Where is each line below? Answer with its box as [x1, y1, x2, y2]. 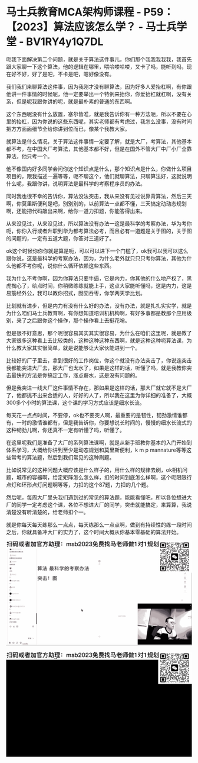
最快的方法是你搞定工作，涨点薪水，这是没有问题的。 [11, 371, 140, 379]
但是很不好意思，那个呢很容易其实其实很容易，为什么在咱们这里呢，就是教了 [6, 329, 192, 336]
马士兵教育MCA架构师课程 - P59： [6, 5, 174, 19]
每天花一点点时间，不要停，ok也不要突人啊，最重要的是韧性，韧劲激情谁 [6, 411, 183, 418]
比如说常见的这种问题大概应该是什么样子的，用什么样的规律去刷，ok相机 [6, 466, 183, 474]
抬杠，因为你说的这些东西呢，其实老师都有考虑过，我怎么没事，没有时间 [16, 118, 192, 125]
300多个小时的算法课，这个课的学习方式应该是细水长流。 [6, 399, 146, 406]
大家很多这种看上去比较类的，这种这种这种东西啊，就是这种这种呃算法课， [6, 337, 187, 344]
